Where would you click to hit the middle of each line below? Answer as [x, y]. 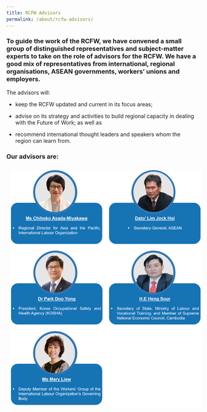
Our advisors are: [32, 156]
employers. [23, 79]
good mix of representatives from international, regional [91, 64]
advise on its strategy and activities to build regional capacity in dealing [104, 116]
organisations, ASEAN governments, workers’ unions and [93, 72]
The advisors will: [28, 92]
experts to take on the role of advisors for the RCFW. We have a [101, 57]
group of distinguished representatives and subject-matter [95, 49]
